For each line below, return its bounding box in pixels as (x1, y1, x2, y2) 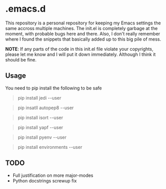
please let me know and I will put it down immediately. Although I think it (5, 51, 156, 57)
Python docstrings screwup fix (12, 177, 77, 183)
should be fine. (5, 56, 37, 62)
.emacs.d (5, 3, 46, 15)
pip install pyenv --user (17, 134, 67, 140)
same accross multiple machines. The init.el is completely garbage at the (5, 25, 158, 31)
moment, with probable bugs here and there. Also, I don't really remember (5, 30, 160, 37)
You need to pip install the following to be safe (5, 85, 102, 91)
